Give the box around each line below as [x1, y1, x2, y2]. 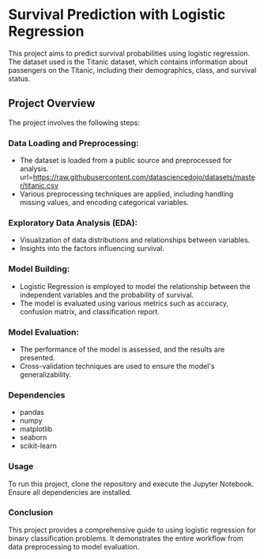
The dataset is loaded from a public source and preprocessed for [19, 156, 232, 165]
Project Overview [8, 97, 96, 110]
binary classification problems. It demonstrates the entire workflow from [8, 533, 243, 543]
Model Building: [8, 264, 70, 275]
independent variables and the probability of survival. [19, 290, 194, 299]
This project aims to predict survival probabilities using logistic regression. [8, 48, 251, 58]
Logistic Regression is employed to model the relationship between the [19, 281, 251, 291]
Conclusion [8, 507, 54, 518]
